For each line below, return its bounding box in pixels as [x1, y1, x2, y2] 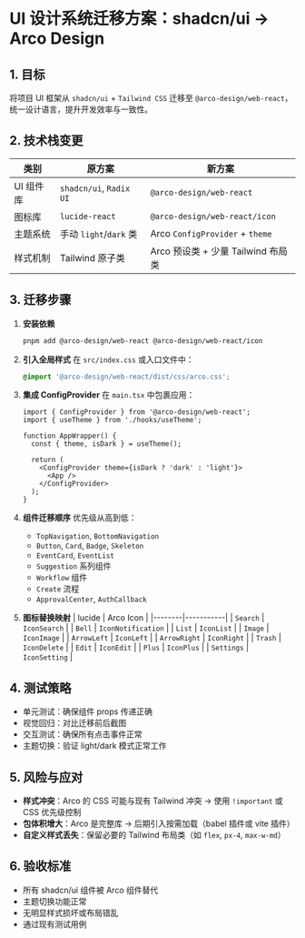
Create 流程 [35, 583, 80, 594]
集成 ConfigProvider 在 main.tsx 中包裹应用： [22, 389, 195, 400]
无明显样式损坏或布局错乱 [22, 907, 119, 918]
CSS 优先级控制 [22, 807, 82, 817]
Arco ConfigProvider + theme [150, 227, 272, 239]
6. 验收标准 [9, 859, 72, 874]
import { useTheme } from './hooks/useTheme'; [22, 416, 202, 425]
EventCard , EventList [35, 550, 115, 560]
